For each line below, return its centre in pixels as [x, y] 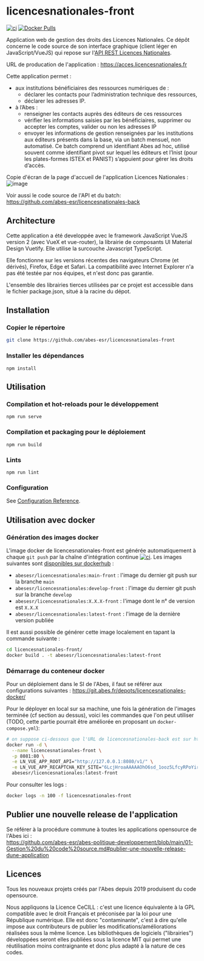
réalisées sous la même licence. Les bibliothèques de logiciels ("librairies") [100, 932]
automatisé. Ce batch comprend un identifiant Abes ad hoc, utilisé [107, 146]
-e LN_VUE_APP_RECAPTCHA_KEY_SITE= [57, 767]
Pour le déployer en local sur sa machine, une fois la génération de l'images [101, 708]
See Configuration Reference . [43, 501]
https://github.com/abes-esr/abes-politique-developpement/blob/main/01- [100, 842]
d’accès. [35, 165]
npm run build [24, 444]
